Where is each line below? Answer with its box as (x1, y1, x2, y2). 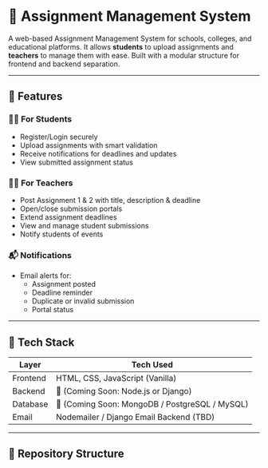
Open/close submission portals (19, 204, 123, 213)
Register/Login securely (19, 132, 98, 141)
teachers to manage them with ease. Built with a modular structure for (8, 50, 239, 60)
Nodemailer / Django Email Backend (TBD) (55, 411, 215, 422)
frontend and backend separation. (8, 59, 120, 69)
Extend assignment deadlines (19, 212, 117, 222)
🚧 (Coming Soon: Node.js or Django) (55, 386, 192, 397)
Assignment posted (31, 280, 97, 289)
